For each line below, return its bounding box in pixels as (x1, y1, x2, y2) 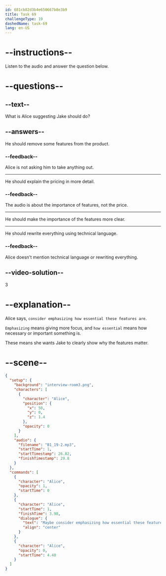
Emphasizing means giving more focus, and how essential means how (5, 325, 147, 331)
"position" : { (23, 401, 52, 406)
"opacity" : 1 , (18, 484, 48, 488)
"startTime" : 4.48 (18, 552, 56, 558)
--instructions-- (5, 47, 73, 58)
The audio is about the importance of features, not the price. (5, 202, 128, 208)
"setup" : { (9, 378, 32, 383)
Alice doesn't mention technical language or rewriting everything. (5, 254, 138, 260)
